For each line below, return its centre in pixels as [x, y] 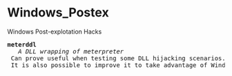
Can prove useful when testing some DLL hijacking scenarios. [118, 58]
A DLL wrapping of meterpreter [71, 51]
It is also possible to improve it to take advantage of [109, 65]
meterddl [22, 45]
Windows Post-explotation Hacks [55, 31]
